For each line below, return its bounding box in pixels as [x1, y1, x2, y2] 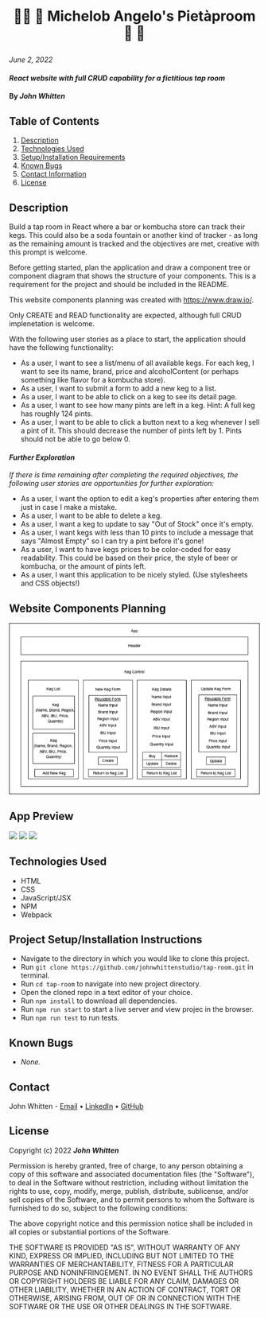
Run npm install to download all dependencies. [20, 996, 177, 1005]
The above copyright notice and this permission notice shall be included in [9, 1219, 253, 1228]
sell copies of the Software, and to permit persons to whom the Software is [9, 1195, 255, 1204]
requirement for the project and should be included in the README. [9, 280, 230, 289]
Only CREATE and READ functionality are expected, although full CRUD [9, 310, 242, 320]
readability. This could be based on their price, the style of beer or [20, 553, 238, 563]
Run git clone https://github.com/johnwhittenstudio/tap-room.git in [20, 962, 254, 972]
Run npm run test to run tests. [20, 1013, 120, 1023]
